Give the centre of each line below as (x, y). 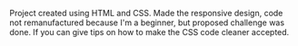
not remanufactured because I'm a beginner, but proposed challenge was (147, 23)
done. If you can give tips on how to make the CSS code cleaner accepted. (149, 32)
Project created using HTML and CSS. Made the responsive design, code (146, 13)
